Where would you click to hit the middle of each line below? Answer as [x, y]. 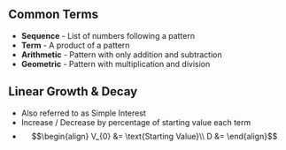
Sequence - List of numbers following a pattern [108, 35]
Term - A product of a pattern [75, 45]
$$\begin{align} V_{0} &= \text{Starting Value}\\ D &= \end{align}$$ [155, 136]
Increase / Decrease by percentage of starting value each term [136, 122]
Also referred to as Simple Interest [84, 113]
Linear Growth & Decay [73, 92]
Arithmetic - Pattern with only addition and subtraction [121, 54]
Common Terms [54, 15]
